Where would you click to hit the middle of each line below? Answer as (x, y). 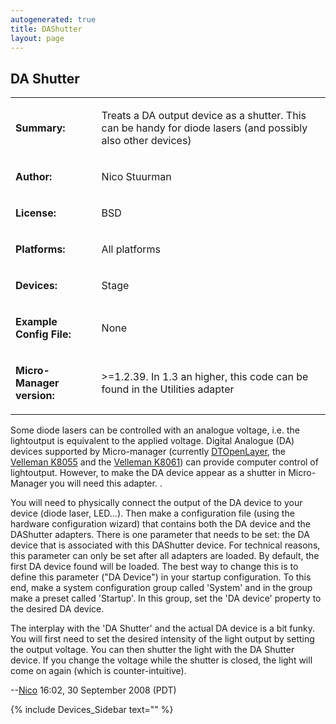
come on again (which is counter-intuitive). (98, 671)
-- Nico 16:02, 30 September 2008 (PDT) (93, 690)
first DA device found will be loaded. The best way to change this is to (154, 567)
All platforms (131, 249)
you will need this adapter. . (106, 483)
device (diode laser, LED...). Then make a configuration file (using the (152, 513)
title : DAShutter (46, 29)
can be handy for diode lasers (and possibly (204, 128)
